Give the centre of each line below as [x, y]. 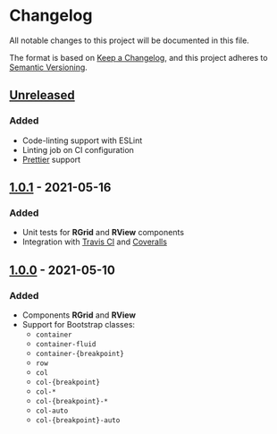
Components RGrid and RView [79, 315]
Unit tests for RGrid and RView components [103, 233]
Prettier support [51, 159]
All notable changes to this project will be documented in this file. [130, 40]
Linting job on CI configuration [78, 149]
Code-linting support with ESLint [82, 140]
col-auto [52, 411]
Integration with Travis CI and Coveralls [95, 242]
